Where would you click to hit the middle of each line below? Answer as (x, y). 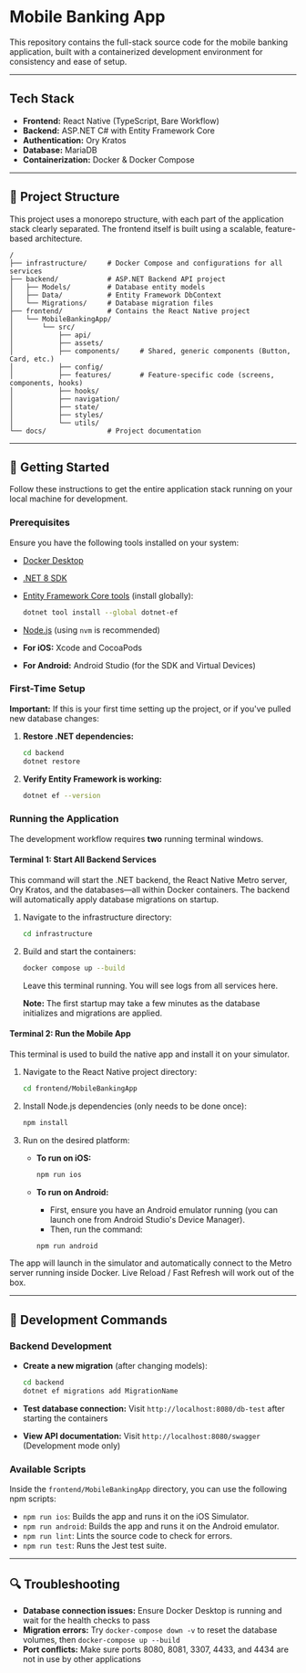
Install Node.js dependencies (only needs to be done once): (135, 1106)
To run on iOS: (64, 1158)
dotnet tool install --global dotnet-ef (100, 612)
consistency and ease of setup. (68, 61)
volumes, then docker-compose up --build (101, 1639)
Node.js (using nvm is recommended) (92, 630)
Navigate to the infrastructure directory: (97, 917)
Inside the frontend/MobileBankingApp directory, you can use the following (148, 1489)
